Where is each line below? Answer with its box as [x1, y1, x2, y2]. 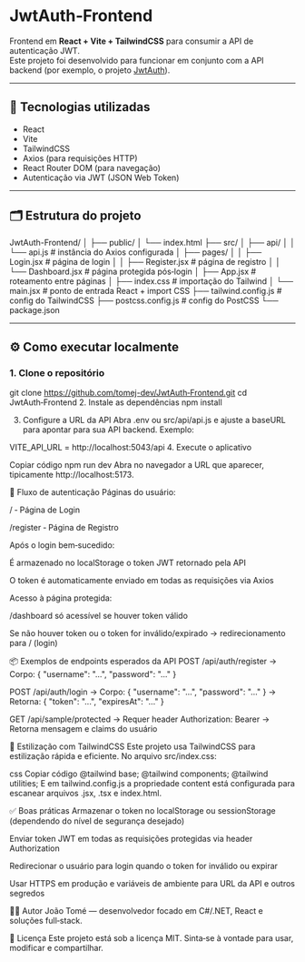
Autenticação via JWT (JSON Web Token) [22, 172, 180, 183]
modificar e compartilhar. [9, 943, 104, 954]
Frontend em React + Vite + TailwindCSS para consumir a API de [9, 35, 254, 46]
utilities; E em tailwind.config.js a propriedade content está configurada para [9, 778, 295, 789]
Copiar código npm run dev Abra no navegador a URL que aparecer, [9, 460, 265, 471]
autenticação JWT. [9, 45, 80, 56]
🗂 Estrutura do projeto [9, 208, 142, 224]
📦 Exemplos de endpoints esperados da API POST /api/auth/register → [9, 656, 277, 667]
